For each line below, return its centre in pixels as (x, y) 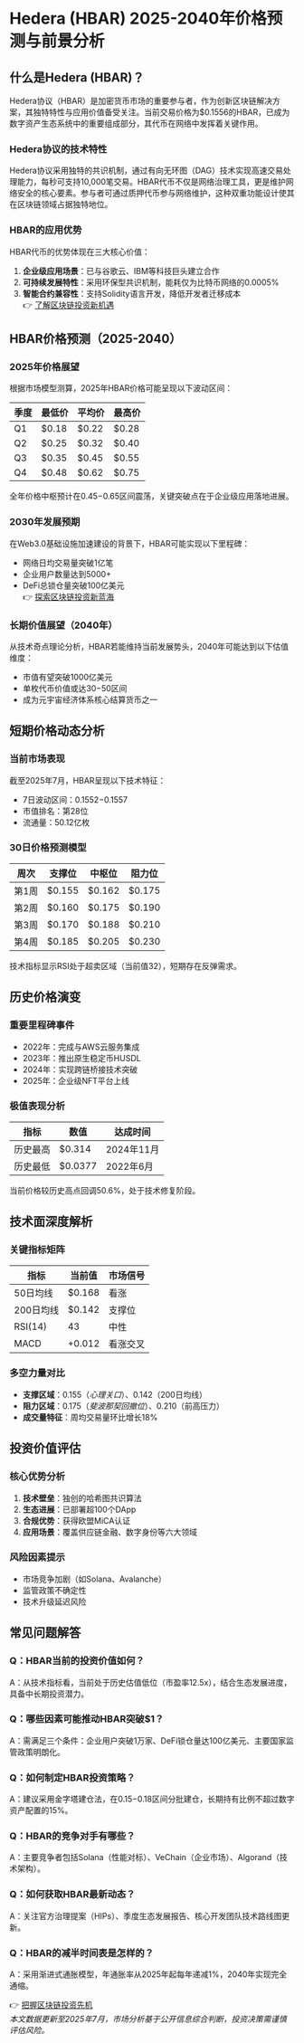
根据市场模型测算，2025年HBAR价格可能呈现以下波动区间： (121, 388)
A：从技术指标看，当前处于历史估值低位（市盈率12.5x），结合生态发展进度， (151, 1682)
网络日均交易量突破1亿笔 (68, 563)
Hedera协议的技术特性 (58, 148)
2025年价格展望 (44, 366)
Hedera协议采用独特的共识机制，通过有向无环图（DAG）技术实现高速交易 (146, 171)
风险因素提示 (38, 1557)
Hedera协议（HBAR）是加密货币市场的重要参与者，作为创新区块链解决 (141, 101)
